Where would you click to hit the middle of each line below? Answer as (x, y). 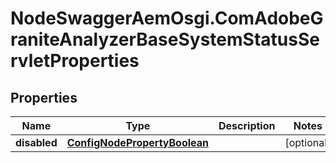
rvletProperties (75, 61)
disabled (36, 142)
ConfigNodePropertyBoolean (138, 142)
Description (247, 125)
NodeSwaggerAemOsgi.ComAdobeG (167, 18)
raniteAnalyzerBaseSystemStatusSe (165, 39)
